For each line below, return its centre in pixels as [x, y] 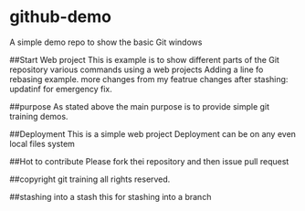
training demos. [39, 116]
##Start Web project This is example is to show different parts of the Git [145, 59]
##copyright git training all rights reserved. [90, 179]
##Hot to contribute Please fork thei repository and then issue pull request [149, 161]
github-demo [61, 17]
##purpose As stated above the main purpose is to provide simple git [140, 106]
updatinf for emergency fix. [61, 89]
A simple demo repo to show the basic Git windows [106, 42]
